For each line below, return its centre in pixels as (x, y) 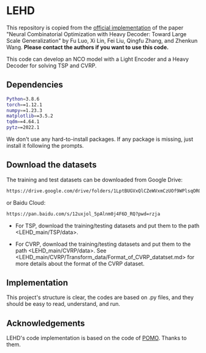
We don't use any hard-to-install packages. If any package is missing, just (100, 139)
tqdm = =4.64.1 (23, 122)
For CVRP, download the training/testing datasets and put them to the (103, 244)
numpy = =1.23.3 (25, 110)
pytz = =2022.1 (23, 127)
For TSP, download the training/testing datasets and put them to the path (107, 226)
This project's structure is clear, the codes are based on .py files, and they (100, 297)
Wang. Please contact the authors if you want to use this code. (88, 47)
